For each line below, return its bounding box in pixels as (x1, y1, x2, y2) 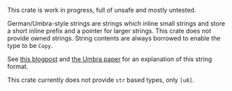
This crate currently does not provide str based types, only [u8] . (7, 76, 194, 84)
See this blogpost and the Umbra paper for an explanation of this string (7, 55, 212, 63)
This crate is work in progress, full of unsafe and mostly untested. (7, 6, 196, 14)
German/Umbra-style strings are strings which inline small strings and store (7, 19, 226, 27)
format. (7, 63, 29, 70)
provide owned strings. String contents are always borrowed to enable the (7, 34, 221, 42)
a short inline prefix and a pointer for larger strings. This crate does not (7, 27, 212, 35)
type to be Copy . (7, 42, 53, 49)
